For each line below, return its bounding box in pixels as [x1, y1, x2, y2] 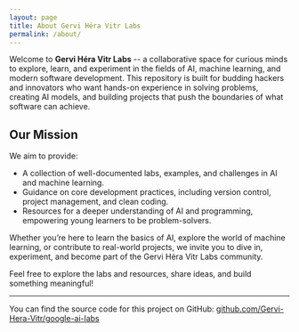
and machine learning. [21, 177, 105, 188]
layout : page [9, 12, 58, 22]
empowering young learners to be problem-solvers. [21, 215, 212, 226]
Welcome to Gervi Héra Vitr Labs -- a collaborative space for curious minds [9, 54, 288, 65]
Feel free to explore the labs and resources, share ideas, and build [9, 269, 252, 279]
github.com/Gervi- [216, 304, 285, 314]
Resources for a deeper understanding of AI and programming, [21, 206, 254, 216]
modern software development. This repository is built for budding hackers [9, 73, 285, 84]
